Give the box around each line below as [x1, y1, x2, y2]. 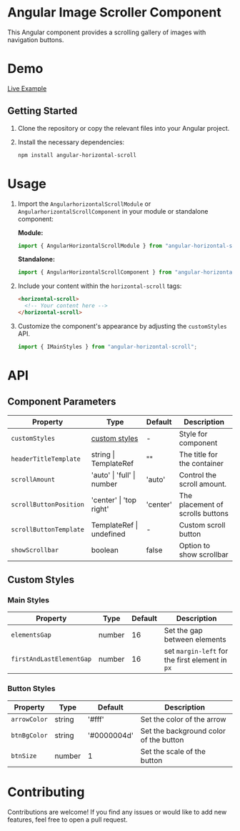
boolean [91, 544, 119, 554]
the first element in [164, 655, 227, 665]
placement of [179, 499, 224, 509]
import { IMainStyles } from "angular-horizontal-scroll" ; [17, 343, 198, 350]
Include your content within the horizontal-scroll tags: [17, 282, 182, 290]
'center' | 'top [91, 494, 137, 504]
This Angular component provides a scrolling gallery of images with [7, 28, 206, 36]
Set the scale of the [140, 746, 206, 756]
